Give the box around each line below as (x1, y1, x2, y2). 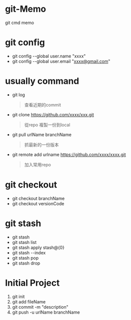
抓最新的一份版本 (24, 141, 59, 148)
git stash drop (12, 260, 41, 266)
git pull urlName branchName (12, 132, 72, 137)
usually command (5, 76, 79, 87)
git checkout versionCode (12, 200, 65, 207)
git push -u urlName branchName (12, 309, 80, 315)
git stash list (12, 239, 37, 245)
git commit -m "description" (12, 304, 68, 310)
